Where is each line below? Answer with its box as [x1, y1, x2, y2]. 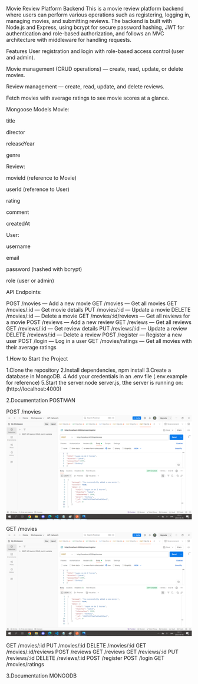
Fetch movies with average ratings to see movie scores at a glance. [6, 94, 170, 101]
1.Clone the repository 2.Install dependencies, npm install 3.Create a [6, 366, 171, 374]
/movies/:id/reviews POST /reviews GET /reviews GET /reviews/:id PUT [6, 648, 179, 655]
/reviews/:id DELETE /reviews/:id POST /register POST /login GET [6, 655, 165, 662]
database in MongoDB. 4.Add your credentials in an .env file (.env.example [6, 373, 187, 379]
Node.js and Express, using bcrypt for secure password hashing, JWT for [6, 24, 184, 31]
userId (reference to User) [6, 186, 70, 193]
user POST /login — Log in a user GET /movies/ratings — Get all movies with [6, 338, 192, 344]
